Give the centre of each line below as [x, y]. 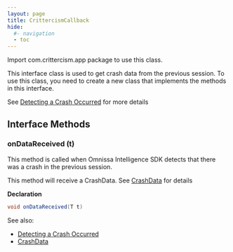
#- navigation [34, 33]
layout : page [26, 14]
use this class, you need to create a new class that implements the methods [117, 81]
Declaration [25, 194]
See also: [21, 220]
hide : [15, 27]
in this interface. [31, 88]
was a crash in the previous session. [60, 166]
